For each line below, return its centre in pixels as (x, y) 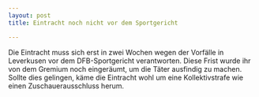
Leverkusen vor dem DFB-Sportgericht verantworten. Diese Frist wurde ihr (129, 61)
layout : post (30, 15)
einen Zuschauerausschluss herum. (66, 86)
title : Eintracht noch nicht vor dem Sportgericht (93, 23)
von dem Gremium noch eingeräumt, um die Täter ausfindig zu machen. (125, 69)
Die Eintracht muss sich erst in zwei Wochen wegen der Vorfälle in (116, 52)
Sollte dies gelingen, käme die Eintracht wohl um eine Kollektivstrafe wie (126, 77)
